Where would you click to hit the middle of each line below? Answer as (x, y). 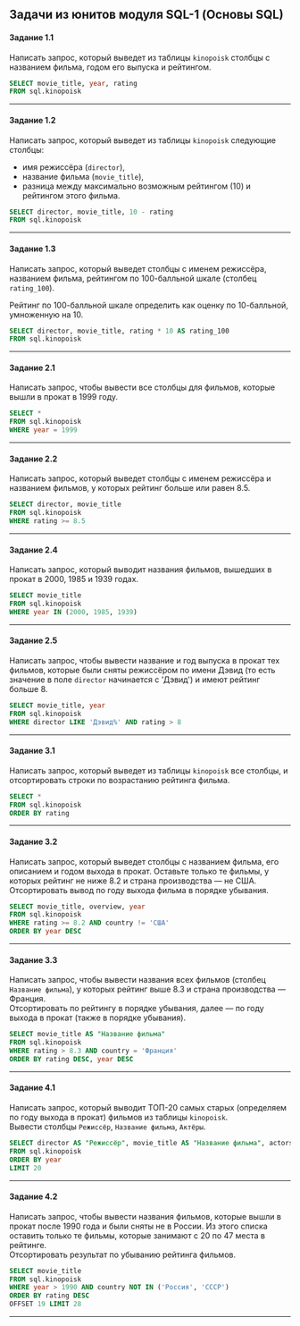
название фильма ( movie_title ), (83, 176)
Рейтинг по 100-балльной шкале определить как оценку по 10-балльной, (149, 305)
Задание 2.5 (33, 641)
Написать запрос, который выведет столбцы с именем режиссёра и (140, 478)
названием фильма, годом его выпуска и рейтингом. (110, 67)
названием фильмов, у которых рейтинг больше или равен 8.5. (130, 488)
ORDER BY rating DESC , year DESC (71, 1059)
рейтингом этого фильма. (71, 195)
